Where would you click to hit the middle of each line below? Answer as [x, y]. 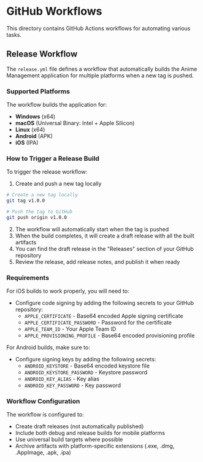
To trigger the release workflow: [47, 172]
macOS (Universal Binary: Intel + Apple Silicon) [75, 123]
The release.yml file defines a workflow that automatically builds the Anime [102, 69]
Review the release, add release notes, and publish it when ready [98, 261]
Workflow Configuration [43, 401]
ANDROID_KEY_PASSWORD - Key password [73, 385]
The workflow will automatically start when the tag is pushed [92, 229]
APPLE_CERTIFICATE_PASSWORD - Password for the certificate [98, 323]
